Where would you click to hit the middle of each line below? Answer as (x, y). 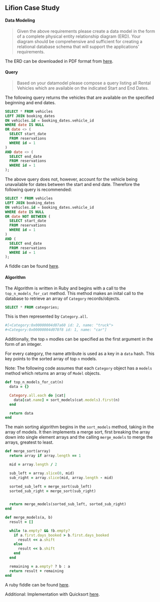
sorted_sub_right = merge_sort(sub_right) (53, 491)
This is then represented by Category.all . (46, 316)
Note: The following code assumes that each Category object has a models (79, 368)
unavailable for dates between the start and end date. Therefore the (73, 185)
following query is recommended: (38, 190)
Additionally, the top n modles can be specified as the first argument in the (79, 339)
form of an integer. (23, 344)
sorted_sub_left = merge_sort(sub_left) (51, 486)
